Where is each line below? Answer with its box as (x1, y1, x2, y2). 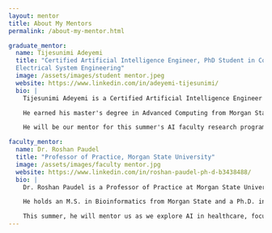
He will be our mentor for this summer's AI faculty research (23, 123, 237, 132)
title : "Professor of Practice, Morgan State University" (15, 153, 216, 161)
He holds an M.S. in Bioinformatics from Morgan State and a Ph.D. (23, 197, 255, 206)
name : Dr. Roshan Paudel (15, 146, 100, 154)
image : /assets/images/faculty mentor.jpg (15, 160, 161, 168)
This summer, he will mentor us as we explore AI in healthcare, (23, 212, 249, 221)
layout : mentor (8, 11, 60, 20)
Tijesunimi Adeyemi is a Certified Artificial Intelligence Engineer (23, 94, 263, 102)
